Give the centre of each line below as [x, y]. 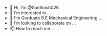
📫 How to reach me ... [32, 28]
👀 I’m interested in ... [30, 13]
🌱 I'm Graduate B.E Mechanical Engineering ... [56, 18]
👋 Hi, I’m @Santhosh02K [34, 8]
